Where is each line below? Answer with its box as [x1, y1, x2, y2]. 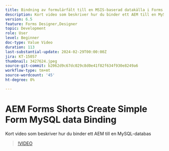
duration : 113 [5, 45, 35, 50]
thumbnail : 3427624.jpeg [5, 59, 57, 64]
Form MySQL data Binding [5, 114, 117, 125]
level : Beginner [5, 36, 39, 41]
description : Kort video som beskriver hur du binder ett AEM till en [5, 12, 156, 17]
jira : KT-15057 [5, 54, 37, 59]
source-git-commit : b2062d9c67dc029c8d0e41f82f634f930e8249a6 [5, 63, 138, 68]
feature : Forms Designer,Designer [5, 21, 78, 27]
